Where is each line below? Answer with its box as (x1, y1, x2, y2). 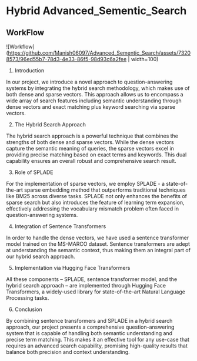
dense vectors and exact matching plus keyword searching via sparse (6, 103, 175, 110)
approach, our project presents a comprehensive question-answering (6, 323, 175, 330)
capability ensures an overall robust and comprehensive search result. (6, 158, 176, 164)
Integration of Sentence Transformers (14, 223, 106, 230)
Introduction (14, 67, 45, 74)
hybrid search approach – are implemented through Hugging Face (6, 282, 166, 289)
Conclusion (14, 306, 42, 313)
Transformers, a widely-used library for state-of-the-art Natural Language (6, 288, 185, 295)
